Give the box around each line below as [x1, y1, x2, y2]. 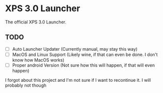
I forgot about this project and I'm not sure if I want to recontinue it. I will [5, 77, 151, 83]
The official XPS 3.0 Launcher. [5, 19, 66, 25]
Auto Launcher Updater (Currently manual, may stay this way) [12, 46, 137, 52]
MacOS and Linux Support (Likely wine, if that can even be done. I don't [12, 52, 158, 57]
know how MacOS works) [12, 57, 65, 63]
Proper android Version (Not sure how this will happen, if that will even [12, 62, 155, 68]
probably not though [5, 82, 47, 88]
